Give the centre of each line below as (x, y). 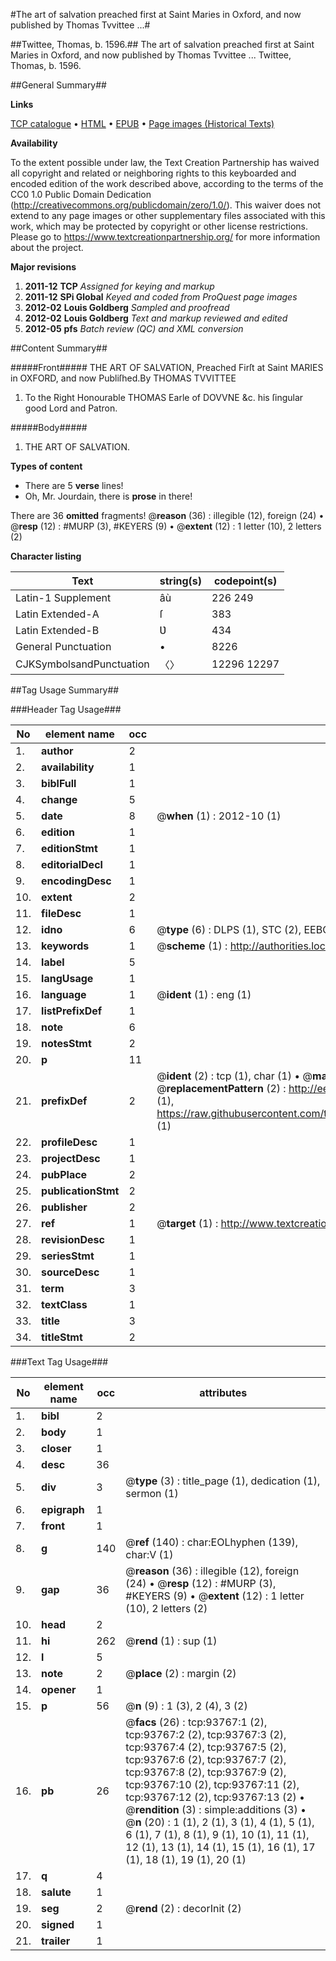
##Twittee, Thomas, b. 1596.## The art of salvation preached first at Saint (162, 44)
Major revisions (43, 267)
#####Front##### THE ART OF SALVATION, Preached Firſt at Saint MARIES (167, 367)
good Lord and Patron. (71, 408)
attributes (223, 1392)
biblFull (59, 783)
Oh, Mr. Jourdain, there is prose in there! (108, 496)
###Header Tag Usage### (66, 709)
